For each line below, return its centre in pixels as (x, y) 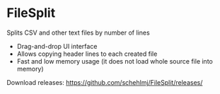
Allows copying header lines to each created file (87, 54)
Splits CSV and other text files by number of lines (78, 33)
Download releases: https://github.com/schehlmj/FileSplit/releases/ (105, 82)
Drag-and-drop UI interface (57, 46)
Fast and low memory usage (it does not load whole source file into (115, 61)
